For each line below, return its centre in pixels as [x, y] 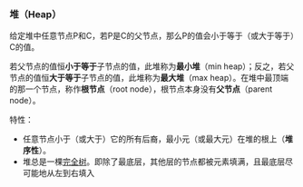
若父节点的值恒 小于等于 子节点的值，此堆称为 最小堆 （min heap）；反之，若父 [152, 66]
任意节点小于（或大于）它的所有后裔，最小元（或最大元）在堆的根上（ [154, 139]
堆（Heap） [35, 14]
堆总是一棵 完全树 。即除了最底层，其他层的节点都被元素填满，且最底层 [154, 162]
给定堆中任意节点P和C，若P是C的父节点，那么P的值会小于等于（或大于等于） [152, 36]
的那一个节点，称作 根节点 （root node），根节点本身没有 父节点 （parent [141, 89]
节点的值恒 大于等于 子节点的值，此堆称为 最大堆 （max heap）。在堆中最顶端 [149, 78]
